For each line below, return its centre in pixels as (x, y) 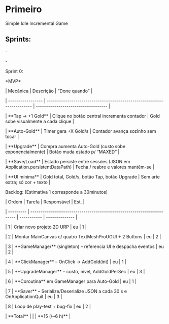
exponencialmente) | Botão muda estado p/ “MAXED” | (62, 152)
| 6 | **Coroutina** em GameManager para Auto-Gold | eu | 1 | (71, 281)
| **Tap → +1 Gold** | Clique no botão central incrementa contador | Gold (82, 116)
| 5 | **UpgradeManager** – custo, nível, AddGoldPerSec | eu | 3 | (75, 271)
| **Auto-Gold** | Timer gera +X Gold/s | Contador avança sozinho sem (81, 131)
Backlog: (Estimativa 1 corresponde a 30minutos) (57, 192)
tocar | (12, 136)
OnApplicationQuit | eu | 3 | (34, 296)
